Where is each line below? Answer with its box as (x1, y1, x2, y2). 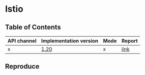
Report (121, 38, 138, 44)
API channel (7, 38, 37, 44)
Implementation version (41, 38, 98, 44)
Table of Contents (5, 23, 61, 31)
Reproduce (5, 62, 40, 71)
